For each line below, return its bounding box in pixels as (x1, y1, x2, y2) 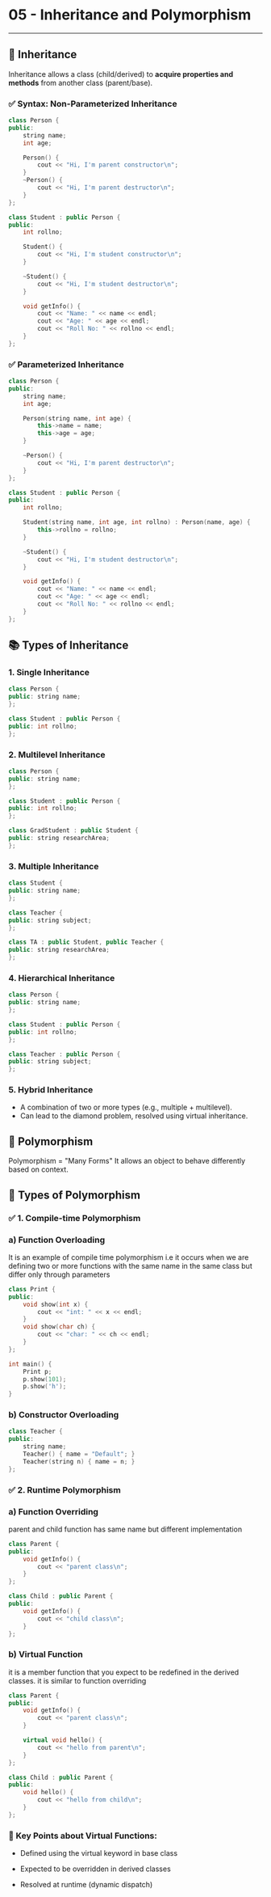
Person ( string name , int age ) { (23, 414, 131, 422)
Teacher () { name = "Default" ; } (23, 1450, 135, 1459)
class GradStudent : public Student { (8, 826, 139, 834)
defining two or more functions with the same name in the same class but (8, 1261, 252, 1270)
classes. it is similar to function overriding (8, 1675, 147, 1685)
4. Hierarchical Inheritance (8, 972, 115, 983)
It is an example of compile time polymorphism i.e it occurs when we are (8, 1252, 249, 1262)
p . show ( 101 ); (23, 1375, 67, 1384)
